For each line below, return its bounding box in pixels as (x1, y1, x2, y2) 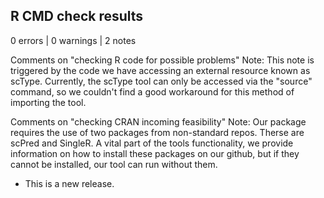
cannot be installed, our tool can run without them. (10, 158, 218, 170)
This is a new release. (24, 177, 115, 189)
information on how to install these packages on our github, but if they (10, 147, 300, 159)
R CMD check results (10, 8, 144, 25)
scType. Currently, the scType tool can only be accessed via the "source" (10, 75, 313, 87)
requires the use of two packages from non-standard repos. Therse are (10, 126, 305, 138)
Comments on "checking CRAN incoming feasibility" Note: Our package (10, 115, 307, 128)
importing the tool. (10, 96, 87, 108)
